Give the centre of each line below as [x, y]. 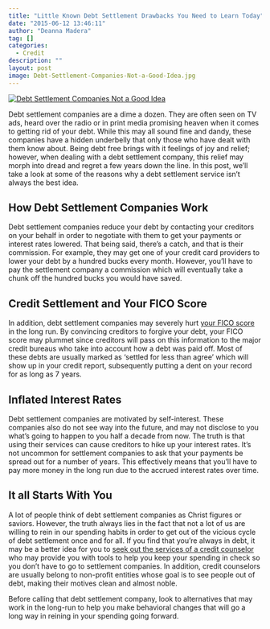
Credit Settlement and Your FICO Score [108, 304]
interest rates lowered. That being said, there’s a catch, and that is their [126, 244]
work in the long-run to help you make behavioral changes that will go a [127, 607]
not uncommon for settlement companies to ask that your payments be [126, 453]
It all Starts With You [60, 495]
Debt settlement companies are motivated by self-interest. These [116, 419]
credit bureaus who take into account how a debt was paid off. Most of [125, 349]
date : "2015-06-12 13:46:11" [57, 23]
